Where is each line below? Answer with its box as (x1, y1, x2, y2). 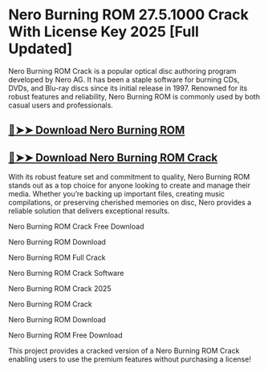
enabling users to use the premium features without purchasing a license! (8, 354, 251, 364)
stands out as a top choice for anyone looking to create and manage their (8, 180, 251, 190)
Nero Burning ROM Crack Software (8, 269, 124, 278)
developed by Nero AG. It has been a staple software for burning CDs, (8, 75, 240, 84)
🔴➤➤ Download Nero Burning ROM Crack (8, 151, 218, 164)
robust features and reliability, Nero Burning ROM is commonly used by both (8, 91, 261, 101)
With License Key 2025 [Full (8, 22, 199, 41)
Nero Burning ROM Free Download (8, 330, 123, 340)
